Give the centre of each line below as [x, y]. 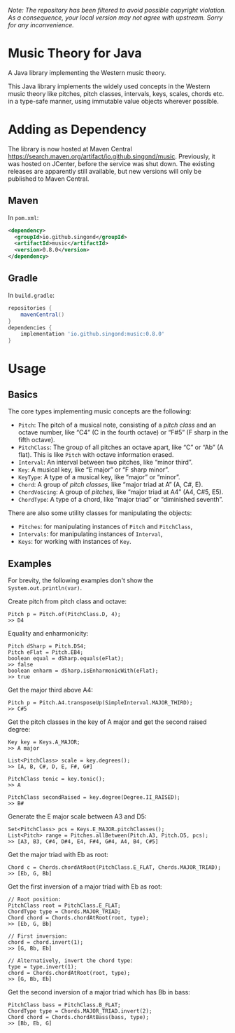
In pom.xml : [23, 217]
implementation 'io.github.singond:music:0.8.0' [93, 334]
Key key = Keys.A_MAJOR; [44, 742]
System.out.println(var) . [45, 587]
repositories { [30, 308]
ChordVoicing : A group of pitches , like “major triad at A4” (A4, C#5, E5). [121, 492]
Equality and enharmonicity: [48, 633]
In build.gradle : [31, 295]
